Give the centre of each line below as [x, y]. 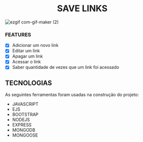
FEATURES [18, 35]
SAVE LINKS [82, 9]
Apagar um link [27, 56]
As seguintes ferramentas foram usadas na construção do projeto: [72, 95]
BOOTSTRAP [25, 115]
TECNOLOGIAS [29, 83]
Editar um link [26, 51]
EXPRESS [22, 125]
